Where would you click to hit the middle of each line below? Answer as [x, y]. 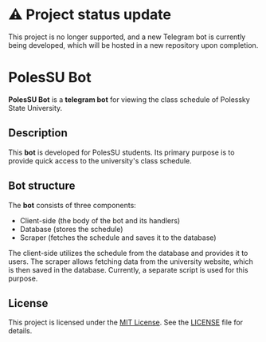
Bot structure [42, 186]
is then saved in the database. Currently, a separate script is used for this [128, 269]
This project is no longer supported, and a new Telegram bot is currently [127, 37]
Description [38, 133]
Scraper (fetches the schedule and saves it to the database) [118, 238]
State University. [35, 108]
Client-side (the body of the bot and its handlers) [100, 220]
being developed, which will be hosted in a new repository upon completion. [133, 45]
